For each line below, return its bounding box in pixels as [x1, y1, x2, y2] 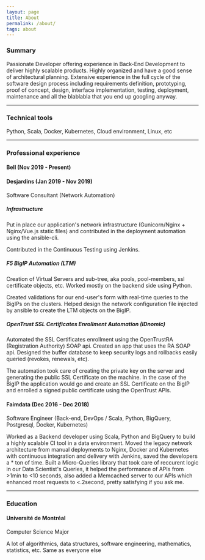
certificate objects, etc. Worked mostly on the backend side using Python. [6, 282, 192, 289]
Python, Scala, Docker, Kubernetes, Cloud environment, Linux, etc [6, 127, 173, 135]
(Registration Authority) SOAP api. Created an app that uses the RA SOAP [6, 342, 191, 349]
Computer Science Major [6, 528, 70, 536]
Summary [6, 47, 37, 55]
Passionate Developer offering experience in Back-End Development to [6, 60, 185, 67]
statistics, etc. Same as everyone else [6, 546, 102, 554]
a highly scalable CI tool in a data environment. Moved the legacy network [6, 439, 193, 447]
